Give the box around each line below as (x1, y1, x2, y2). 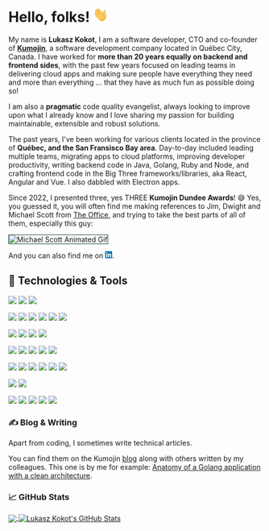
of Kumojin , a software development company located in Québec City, (8, 43, 242, 52)
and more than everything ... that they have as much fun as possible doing (8, 77, 255, 87)
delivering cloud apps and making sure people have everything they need (8, 68, 253, 78)
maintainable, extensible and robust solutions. (8, 118, 161, 128)
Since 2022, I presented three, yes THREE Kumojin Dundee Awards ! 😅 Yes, (8, 193, 262, 202)
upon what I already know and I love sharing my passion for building (8, 110, 235, 119)
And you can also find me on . (8, 251, 115, 260)
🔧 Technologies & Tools (8, 274, 128, 288)
